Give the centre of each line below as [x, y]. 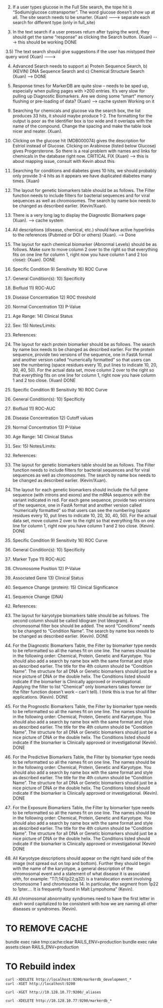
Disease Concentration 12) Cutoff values [53, 418]
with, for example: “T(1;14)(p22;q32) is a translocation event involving [82, 879]
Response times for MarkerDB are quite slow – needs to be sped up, [81, 86]
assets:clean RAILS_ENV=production [42, 947]
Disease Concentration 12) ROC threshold [54, 297]
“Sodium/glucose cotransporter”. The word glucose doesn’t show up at [84, 12]
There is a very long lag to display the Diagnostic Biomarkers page [79, 215]
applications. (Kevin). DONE [40, 697]
